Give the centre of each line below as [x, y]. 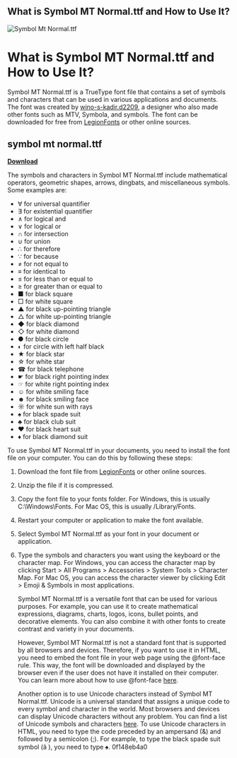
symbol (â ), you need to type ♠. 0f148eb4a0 [82, 747]
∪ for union [34, 241]
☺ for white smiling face [53, 391]
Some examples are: [37, 189]
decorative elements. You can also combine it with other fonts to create [122, 621]
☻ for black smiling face [53, 399]
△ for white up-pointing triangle [64, 316]
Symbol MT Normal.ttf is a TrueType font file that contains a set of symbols [117, 92]
